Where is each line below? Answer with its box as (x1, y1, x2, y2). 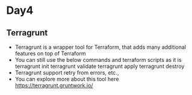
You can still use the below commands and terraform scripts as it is (14, 57, 182, 63)
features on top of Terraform (14, 50, 86, 57)
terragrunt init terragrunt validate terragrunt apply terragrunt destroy (14, 63, 185, 70)
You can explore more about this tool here (14, 76, 119, 82)
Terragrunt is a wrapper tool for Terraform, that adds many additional (14, 43, 187, 51)
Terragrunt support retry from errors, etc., (14, 69, 119, 76)
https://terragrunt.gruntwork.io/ (14, 82, 93, 89)
